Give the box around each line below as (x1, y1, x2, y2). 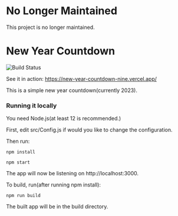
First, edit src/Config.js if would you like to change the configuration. (6, 126, 173, 133)
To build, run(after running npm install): (6, 181, 101, 188)
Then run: (6, 138, 30, 145)
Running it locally (6, 102, 57, 110)
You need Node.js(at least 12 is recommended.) (6, 115, 121, 122)
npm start (6, 159, 31, 166)
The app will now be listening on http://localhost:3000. (6, 170, 139, 177)
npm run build (6, 193, 41, 199)
